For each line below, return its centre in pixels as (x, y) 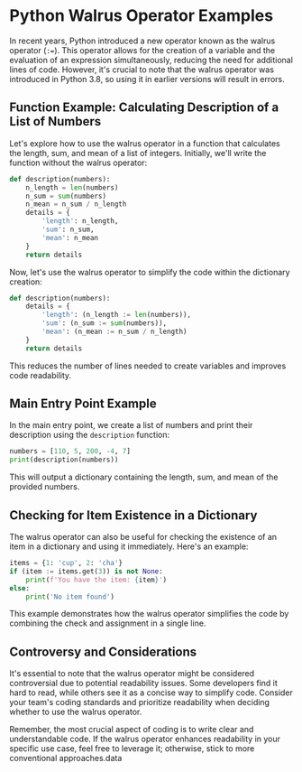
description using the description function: (89, 435)
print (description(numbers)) (64, 460)
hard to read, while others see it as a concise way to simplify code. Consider (151, 693)
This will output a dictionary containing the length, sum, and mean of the (144, 477)
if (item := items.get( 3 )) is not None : (87, 571)
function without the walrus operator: (78, 163)
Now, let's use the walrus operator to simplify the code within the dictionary (150, 272)
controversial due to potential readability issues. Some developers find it (143, 684)
